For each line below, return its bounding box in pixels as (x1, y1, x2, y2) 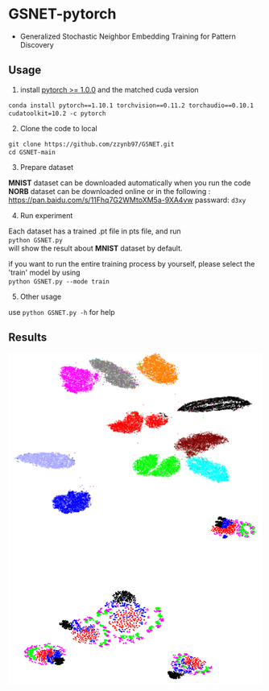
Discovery (19, 39, 54, 49)
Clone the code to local (19, 123, 98, 133)
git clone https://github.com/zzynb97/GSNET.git (8, 140, 175, 148)
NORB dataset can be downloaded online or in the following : (8, 186, 211, 196)
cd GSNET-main (8, 148, 56, 156)
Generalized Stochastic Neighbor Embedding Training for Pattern (19, 31, 236, 41)
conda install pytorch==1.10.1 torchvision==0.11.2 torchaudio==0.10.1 (8, 101, 254, 110)
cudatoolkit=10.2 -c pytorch (8, 110, 106, 118)
